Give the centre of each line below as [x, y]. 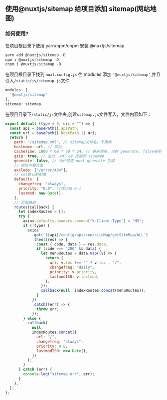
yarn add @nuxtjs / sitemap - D [35, 55]
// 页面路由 [25, 202]
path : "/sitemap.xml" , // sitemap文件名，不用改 [63, 142]
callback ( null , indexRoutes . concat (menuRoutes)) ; [93, 291]
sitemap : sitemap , [24, 104]
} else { [32, 318]
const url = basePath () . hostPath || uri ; [53, 133]
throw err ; [48, 309]
